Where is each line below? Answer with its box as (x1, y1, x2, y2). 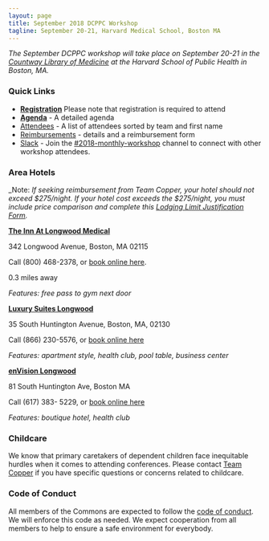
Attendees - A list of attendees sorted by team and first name (19, 121, 223, 131)
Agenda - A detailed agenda (19, 112, 115, 122)
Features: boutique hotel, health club (8, 413, 130, 422)
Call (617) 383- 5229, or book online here (8, 397, 145, 406)
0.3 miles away (8, 272, 59, 282)
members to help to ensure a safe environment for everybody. (8, 523, 214, 533)
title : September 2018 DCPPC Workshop (8, 19, 138, 27)
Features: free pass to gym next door (8, 288, 132, 298)
